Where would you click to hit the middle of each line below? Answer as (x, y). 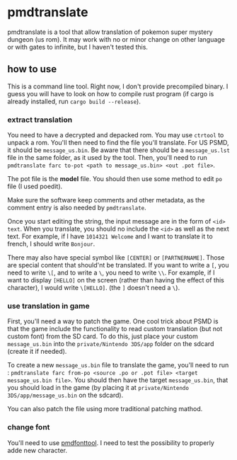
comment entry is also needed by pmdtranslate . (77, 208)
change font (29, 427)
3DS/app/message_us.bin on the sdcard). (65, 395)
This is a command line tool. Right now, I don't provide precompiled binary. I (118, 86)
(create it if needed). (37, 352)
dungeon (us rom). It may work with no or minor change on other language (116, 39)
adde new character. (37, 450)
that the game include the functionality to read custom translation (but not (115, 329)
